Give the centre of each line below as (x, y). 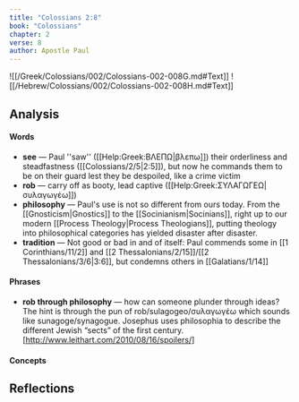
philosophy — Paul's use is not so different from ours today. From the (151, 204)
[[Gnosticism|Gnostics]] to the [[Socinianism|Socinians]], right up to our (155, 214)
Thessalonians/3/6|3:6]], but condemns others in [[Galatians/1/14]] (145, 261)
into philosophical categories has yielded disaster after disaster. (140, 233)
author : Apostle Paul (50, 51)
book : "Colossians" (46, 26)
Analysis (34, 114)
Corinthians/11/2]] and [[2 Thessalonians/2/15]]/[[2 (115, 252)
